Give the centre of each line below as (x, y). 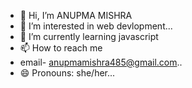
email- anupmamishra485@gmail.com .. (101, 62)
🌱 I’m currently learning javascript (89, 36)
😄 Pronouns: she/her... (67, 73)
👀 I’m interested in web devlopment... (96, 26)
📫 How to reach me (61, 48)
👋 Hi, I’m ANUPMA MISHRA (76, 15)
